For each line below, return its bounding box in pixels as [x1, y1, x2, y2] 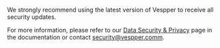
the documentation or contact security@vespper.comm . [7, 33, 165, 41]
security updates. [7, 13, 57, 21]
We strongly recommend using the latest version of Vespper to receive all [7, 6, 214, 14]
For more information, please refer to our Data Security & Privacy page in [7, 26, 212, 34]
